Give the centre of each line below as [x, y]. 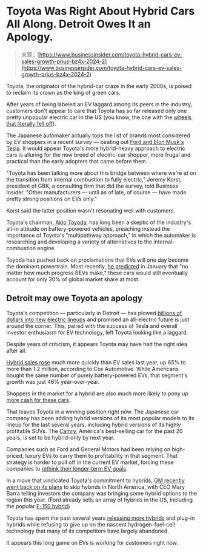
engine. [47, 248]
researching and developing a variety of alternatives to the [79, 242]
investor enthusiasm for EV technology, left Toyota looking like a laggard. [97, 332]
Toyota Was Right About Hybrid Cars [101, 11]
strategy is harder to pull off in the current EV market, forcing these [90, 462]
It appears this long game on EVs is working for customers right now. [92, 542]
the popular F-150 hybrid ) [38, 506]
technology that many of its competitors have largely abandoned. [88, 531]
